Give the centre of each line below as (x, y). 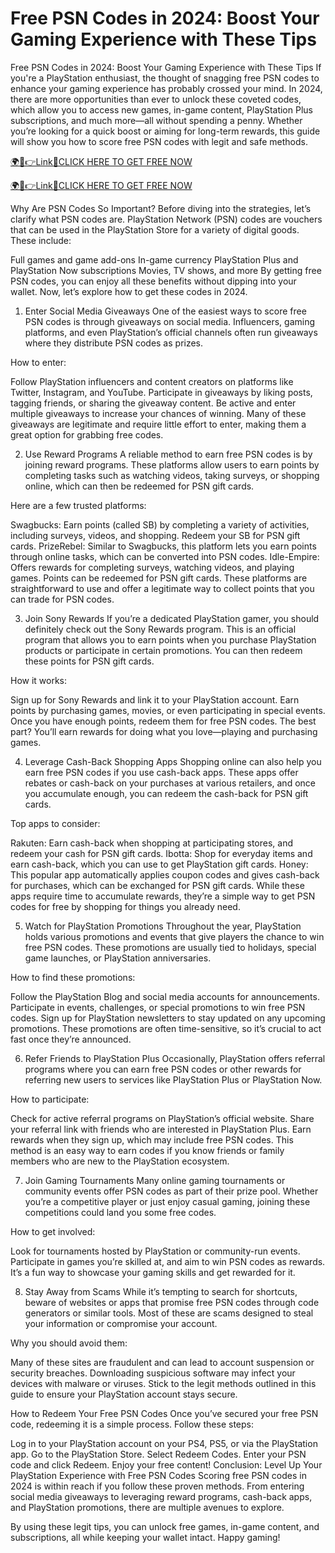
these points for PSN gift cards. (89, 661)
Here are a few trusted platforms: (78, 505)
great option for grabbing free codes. (87, 434)
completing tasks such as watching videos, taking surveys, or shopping (172, 475)
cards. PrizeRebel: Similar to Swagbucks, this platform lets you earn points (163, 546)
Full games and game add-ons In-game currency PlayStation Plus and (154, 259)
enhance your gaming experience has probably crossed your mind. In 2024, (166, 88)
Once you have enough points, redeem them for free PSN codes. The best (163, 721)
